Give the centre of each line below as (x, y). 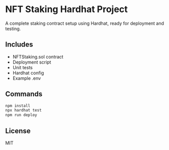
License (18, 131)
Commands (24, 94)
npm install (18, 106)
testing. (13, 28)
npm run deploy (21, 115)
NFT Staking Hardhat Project (67, 9)
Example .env (27, 78)
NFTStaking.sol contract (38, 57)
